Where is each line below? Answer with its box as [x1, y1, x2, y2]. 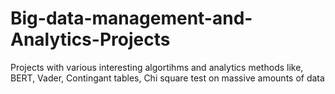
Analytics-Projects [10, 28, 171, 51]
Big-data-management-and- [10, 7, 253, 30]
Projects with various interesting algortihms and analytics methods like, [10, 61, 304, 73]
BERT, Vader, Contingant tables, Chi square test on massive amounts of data [10, 72, 325, 84]
